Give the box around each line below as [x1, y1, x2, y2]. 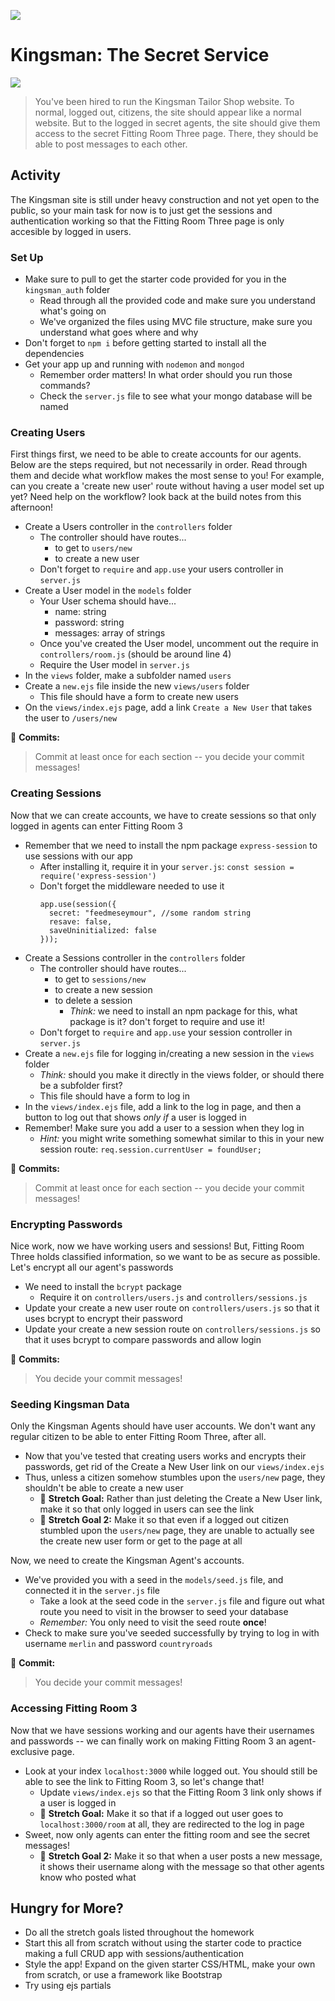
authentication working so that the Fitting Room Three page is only [10, 215, 285, 227]
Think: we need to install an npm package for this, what [69, 1005, 298, 1017]
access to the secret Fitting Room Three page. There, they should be [34, 127, 319, 139]
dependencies [24, 348, 85, 360]
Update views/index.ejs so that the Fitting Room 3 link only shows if [39, 1786, 322, 1798]
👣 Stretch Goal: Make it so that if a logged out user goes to [39, 1807, 284, 1819]
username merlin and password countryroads [24, 1638, 213, 1650]
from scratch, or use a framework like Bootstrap [24, 1969, 223, 1981]
